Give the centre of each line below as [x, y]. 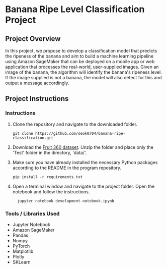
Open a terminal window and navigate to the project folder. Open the [83, 186]
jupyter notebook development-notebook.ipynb [66, 201]
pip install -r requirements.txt [48, 177]
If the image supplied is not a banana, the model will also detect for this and [83, 77]
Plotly [18, 256]
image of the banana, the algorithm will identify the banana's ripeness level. [83, 72]
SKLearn [22, 262]
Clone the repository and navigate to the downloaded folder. [75, 124]
